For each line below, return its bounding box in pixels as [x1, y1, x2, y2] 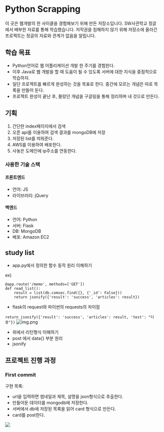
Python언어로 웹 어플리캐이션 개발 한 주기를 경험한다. [12, 63, 115, 68]
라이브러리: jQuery [12, 192, 49, 198]
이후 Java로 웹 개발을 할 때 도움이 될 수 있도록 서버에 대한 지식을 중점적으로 [12, 68, 157, 74]
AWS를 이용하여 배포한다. [12, 141, 62, 147]
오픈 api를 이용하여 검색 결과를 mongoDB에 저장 [12, 129, 106, 135]
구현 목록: [5, 383, 24, 389]
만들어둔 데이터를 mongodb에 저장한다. [12, 400, 89, 406]
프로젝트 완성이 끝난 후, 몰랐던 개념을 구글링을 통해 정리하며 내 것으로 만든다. [12, 93, 160, 99]
